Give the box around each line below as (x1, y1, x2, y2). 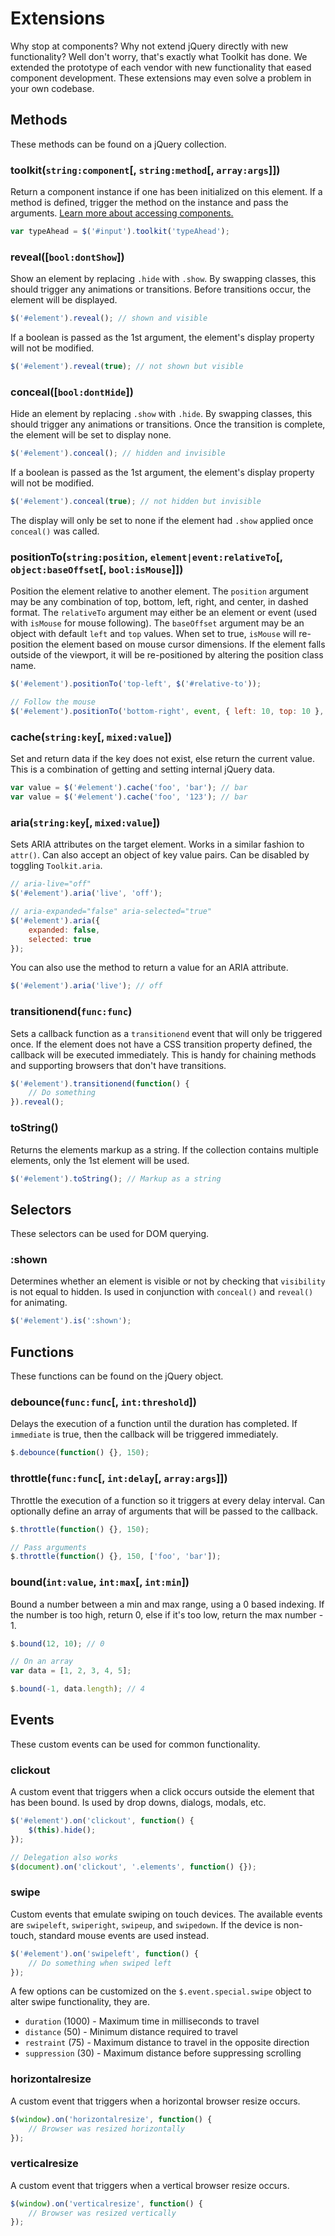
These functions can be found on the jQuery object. (10, 1370, 224, 1382)
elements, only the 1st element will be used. (10, 1154, 190, 1166)
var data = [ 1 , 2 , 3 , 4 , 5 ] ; (10, 1666, 132, 1676)
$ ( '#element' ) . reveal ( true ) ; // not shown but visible (10, 362, 244, 372)
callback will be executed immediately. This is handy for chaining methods (10, 1048, 317, 1061)
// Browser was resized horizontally (28, 2123, 186, 2134)
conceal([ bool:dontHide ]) (10, 385, 134, 399)
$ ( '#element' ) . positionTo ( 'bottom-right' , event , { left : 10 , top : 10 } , (10, 707, 325, 717)
